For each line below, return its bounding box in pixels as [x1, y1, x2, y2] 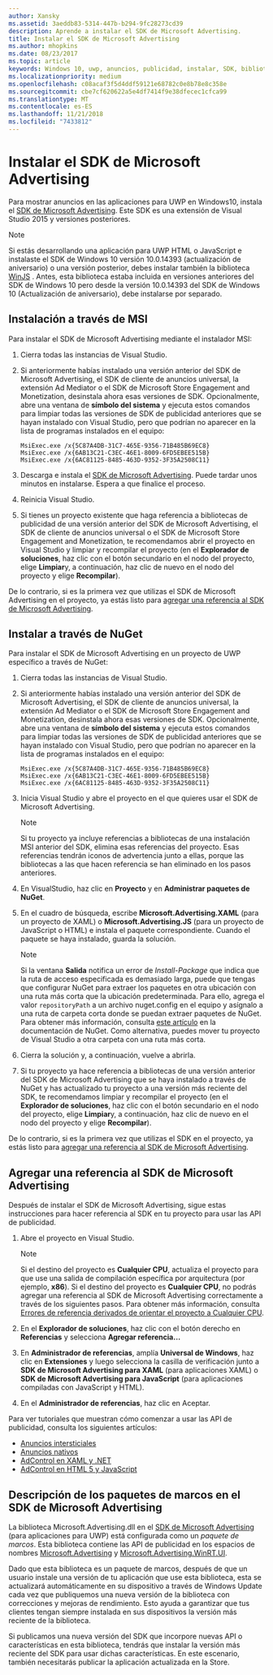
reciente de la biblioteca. [8, 1616, 91, 1625]
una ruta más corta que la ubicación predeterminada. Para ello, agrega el [19, 992, 265, 1001]
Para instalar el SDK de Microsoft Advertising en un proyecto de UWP [8, 649, 241, 658]
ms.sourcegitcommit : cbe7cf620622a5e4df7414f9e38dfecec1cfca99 [8, 87, 227, 96]
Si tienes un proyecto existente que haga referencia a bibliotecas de [19, 510, 248, 520]
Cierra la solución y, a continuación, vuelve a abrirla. [19, 1050, 197, 1061]
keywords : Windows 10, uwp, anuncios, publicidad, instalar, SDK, [8, 65, 238, 73]
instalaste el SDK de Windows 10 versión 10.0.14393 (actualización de [8, 254, 241, 264]
